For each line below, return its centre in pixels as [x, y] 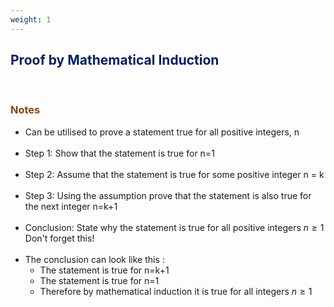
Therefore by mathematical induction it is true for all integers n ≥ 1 [176, 291]
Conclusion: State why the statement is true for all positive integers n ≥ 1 [174, 227]
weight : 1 [31, 19]
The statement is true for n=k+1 [104, 270]
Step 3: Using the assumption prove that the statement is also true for [168, 195]
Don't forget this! [59, 238]
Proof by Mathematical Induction [115, 60]
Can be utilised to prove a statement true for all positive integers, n [162, 132]
